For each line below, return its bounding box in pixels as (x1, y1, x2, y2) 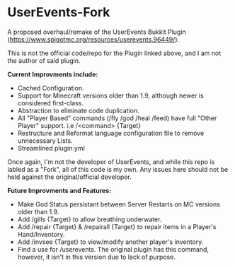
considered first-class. (17, 98, 84, 107)
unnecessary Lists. (17, 136, 73, 145)
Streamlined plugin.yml (17, 144, 85, 152)
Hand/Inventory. (17, 230, 65, 238)
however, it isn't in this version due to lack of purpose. (17, 252, 176, 261)
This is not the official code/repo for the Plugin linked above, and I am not (7, 49, 222, 57)
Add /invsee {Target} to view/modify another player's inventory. (17, 238, 204, 246)
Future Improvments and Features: (7, 186, 112, 194)
